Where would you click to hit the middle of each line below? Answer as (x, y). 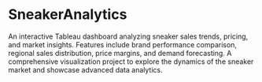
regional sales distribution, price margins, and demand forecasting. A (120, 53)
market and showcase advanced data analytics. (85, 69)
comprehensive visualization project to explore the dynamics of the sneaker (131, 61)
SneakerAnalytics (68, 15)
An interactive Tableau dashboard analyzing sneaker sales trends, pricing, (128, 36)
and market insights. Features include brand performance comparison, (123, 44)
